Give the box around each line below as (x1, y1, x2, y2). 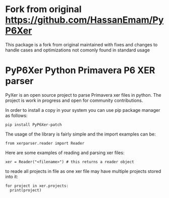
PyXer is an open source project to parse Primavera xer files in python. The (5, 92, 161, 98)
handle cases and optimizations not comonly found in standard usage (5, 47, 150, 53)
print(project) (10, 187, 42, 192)
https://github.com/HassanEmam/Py (5, 14, 164, 26)
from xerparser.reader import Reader (5, 141, 85, 146)
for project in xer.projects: (5, 183, 69, 188)
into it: (5, 173, 19, 179)
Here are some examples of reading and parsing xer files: (5, 150, 125, 156)
